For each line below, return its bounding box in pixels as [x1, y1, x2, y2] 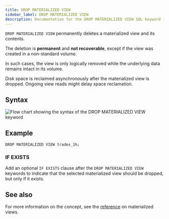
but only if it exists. [5, 176, 44, 182]
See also [5, 190, 33, 199]
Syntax [5, 95, 28, 104]
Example [5, 129, 33, 137]
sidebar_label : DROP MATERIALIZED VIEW [5, 12, 89, 17]
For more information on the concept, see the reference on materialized [5, 204, 153, 210]
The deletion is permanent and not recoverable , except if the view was [5, 46, 153, 52]
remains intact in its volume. [5, 66, 63, 72]
